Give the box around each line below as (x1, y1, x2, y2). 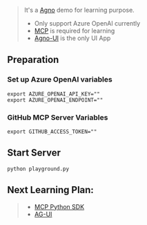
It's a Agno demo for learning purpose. (23, 6, 135, 14)
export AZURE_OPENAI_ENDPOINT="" (7, 96, 104, 103)
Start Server (7, 147, 61, 159)
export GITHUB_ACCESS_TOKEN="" (7, 128, 97, 135)
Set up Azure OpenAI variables (7, 75, 112, 84)
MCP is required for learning (34, 27, 115, 35)
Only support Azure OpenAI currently (34, 19, 141, 27)
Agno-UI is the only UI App (34, 34, 111, 42)
